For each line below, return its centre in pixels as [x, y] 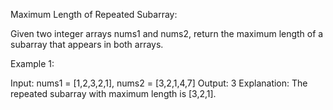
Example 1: [32, 63]
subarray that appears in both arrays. [87, 44]
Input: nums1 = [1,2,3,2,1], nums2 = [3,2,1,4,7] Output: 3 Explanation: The [159, 83]
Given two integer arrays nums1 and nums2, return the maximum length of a [167, 33]
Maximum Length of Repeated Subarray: [94, 14]
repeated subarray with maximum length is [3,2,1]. [113, 93]
